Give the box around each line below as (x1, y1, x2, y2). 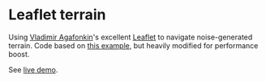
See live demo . (8, 64, 58, 74)
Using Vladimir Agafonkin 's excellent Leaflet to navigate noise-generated (8, 32, 253, 42)
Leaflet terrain (8, 6, 106, 24)
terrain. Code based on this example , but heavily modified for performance (8, 40, 259, 50)
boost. (8, 49, 30, 59)
